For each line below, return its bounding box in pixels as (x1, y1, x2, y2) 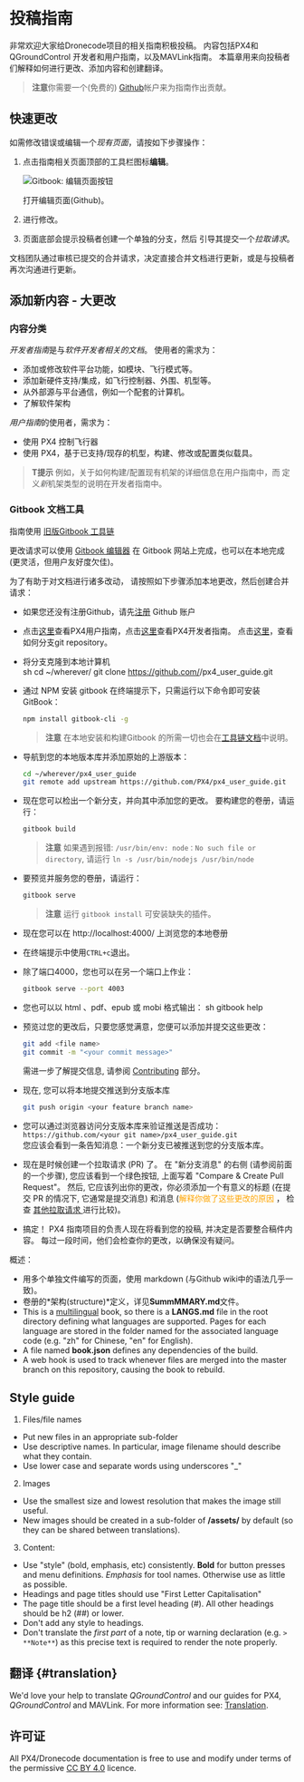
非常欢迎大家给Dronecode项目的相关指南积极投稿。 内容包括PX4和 (9, 40, 260, 51)
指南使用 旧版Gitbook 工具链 (9, 525, 115, 536)
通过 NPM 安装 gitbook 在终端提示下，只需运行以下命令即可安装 (22, 685, 261, 696)
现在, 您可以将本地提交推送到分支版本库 (22, 1085, 170, 1095)
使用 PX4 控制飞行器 (22, 436, 99, 447)
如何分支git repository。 (22, 637, 113, 648)
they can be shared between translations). (22, 1524, 181, 1535)
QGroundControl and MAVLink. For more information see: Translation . (9, 1699, 269, 1710)
